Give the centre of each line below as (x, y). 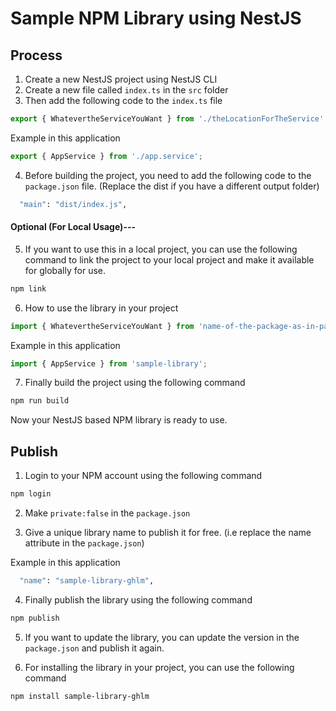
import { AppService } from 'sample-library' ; (109, 363)
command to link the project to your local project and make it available (169, 259)
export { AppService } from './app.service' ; (106, 156)
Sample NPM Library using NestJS (156, 18)
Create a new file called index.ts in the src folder (126, 90)
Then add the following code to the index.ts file (123, 100)
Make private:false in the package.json (107, 513)
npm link (28, 288)
